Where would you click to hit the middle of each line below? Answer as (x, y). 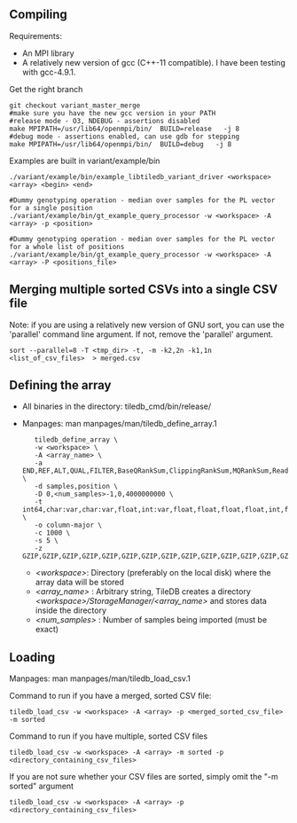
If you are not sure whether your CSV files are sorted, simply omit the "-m (144, 777)
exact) (47, 630)
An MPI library (48, 53)
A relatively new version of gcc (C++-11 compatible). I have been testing (153, 62)
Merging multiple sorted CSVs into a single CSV (144, 290)
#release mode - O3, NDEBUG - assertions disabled (105, 121)
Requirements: (35, 35)
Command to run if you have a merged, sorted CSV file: (110, 696)
